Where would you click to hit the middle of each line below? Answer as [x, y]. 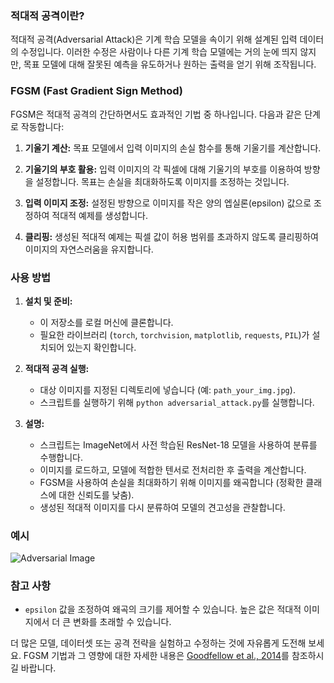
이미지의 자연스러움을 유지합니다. [89, 249]
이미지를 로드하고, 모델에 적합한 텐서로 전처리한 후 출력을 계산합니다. [173, 469]
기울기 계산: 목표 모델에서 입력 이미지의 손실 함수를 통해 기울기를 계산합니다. [173, 148]
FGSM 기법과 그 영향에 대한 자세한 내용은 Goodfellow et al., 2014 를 [156, 656]
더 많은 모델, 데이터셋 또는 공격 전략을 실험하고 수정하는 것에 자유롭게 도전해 [158, 643]
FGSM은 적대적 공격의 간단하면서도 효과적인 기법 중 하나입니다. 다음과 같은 [156, 114]
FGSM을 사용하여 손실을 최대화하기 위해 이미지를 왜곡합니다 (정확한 [171, 482]
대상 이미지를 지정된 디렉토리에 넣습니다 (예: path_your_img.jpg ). [167, 389]
